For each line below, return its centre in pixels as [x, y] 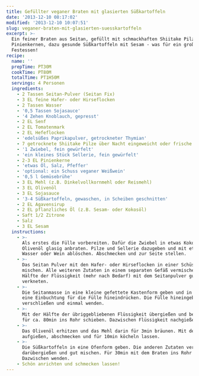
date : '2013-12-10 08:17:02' [42, 17]
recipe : [16, 56]
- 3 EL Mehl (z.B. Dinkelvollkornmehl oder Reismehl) [84, 182]
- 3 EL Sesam [33, 226]
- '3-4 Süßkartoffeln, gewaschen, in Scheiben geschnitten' [92, 199]
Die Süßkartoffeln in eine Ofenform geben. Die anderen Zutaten [103, 348]
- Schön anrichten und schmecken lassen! [68, 364]
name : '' [22, 61]
